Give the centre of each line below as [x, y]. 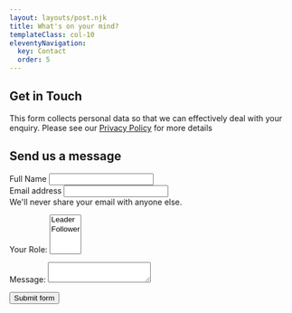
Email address [36, 190]
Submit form [34, 298]
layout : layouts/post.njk [58, 18]
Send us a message [66, 156]
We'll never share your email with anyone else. [96, 202]
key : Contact [42, 52]
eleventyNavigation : [48, 43]
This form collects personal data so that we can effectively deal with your [146, 118]
